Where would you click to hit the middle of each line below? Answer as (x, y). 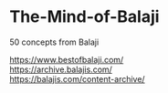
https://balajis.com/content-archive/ (77, 78)
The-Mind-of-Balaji (84, 17)
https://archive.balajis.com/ (61, 69)
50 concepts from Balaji (54, 42)
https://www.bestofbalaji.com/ (67, 59)
